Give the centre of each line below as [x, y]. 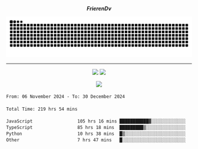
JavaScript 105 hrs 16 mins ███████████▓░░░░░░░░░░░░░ [96, 121]
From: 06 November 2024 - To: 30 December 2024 [66, 97]
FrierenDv [99, 9]
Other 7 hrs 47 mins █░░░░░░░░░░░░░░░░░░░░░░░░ [96, 140]
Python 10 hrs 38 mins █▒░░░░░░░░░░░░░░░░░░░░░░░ [96, 134]
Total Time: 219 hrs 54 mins [42, 109]
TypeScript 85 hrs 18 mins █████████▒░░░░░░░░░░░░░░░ [96, 128]
